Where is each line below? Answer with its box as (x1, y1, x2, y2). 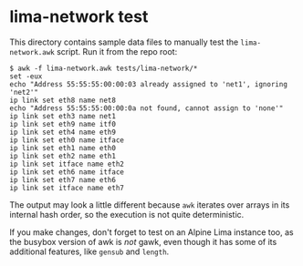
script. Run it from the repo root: (56, 46, 178, 56)
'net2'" (9, 87, 39, 97)
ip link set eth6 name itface (9, 167, 125, 177)
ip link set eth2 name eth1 (9, 151, 117, 160)
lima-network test (9, 6, 149, 27)
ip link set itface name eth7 (9, 183, 125, 192)
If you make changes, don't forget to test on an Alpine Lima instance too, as (9, 226, 294, 238)
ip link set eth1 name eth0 (9, 143, 117, 152)
